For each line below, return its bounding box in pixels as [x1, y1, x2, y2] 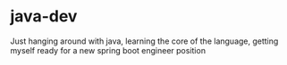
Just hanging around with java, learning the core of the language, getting [10, 36, 279, 46]
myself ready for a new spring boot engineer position [10, 45, 207, 55]
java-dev [10, 6, 78, 27]
